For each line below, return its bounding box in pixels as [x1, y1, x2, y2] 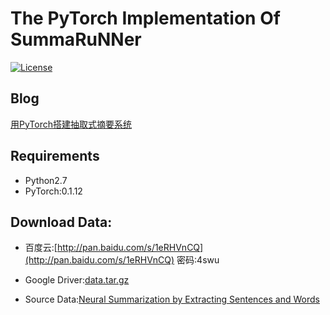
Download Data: [10, 213, 113, 231]
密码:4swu [176, 254, 220, 266]
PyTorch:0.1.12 [24, 185, 83, 197]
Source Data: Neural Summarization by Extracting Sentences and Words [24, 293, 320, 306]
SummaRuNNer [10, 28, 142, 51]
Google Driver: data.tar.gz [24, 274, 130, 286]
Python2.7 [24, 174, 68, 186]
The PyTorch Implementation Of [10, 7, 281, 30]
